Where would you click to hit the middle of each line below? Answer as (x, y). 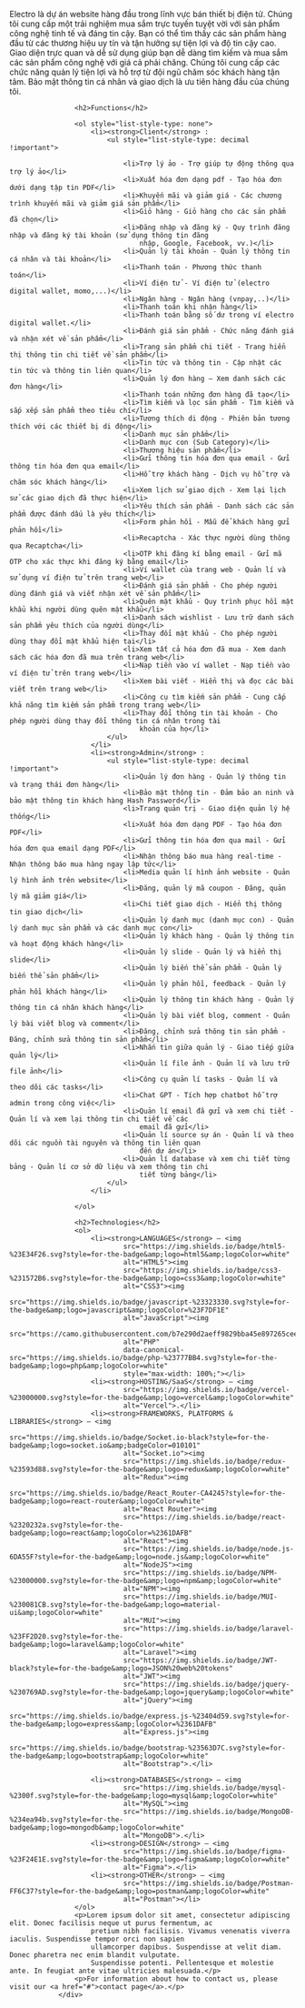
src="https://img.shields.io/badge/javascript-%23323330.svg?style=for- (150, 1302)
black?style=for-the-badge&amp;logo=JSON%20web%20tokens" (121, 1669)
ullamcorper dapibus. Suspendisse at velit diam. (186, 1947)
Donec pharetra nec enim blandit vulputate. (95, 1955)
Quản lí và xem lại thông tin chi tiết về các (99, 1119)
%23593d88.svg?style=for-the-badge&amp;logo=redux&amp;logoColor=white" (150, 1469)
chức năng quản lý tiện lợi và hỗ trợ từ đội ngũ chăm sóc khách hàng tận (144, 72)
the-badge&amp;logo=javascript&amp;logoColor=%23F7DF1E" (119, 1310)
